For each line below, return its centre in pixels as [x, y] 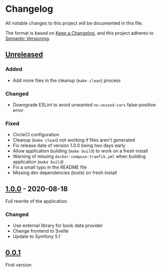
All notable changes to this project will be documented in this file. [74, 23]
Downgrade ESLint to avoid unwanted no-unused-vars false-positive [84, 104]
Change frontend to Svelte [41, 231]
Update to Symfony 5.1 [36, 237]
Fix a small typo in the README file [50, 168]
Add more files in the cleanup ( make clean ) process [67, 80]
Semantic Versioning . [28, 38]
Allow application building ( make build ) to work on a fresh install [80, 151]
